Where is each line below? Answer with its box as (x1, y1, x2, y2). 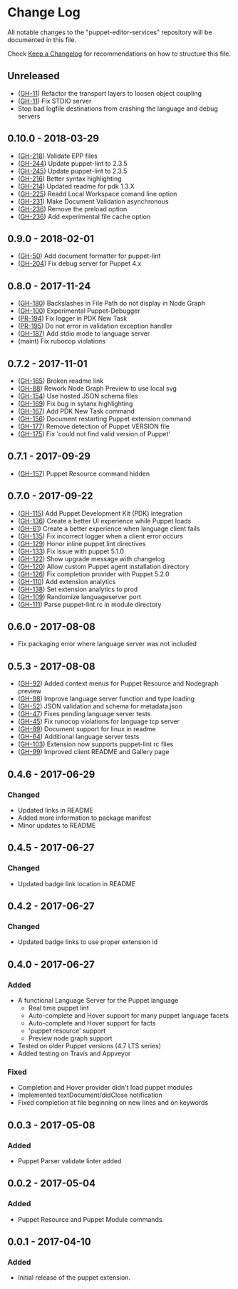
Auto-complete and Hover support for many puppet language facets (28, 1011, 229, 1020)
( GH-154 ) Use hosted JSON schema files (17, 392, 138, 400)
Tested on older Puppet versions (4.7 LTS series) (17, 1042, 162, 1050)
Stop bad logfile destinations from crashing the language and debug (17, 104, 219, 113)
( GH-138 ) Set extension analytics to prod (17, 585, 138, 593)
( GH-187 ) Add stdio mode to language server (17, 329, 150, 338)
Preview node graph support (28, 1034, 113, 1043)
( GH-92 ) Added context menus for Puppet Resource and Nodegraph (17, 679, 219, 688)
